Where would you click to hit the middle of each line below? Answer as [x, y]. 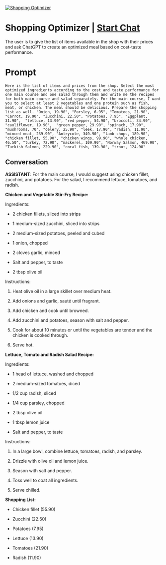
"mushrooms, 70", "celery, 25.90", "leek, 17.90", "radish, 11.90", [78, 129]
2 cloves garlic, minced [36, 253]
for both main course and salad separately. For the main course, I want [83, 99]
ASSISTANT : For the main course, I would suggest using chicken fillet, [77, 174]
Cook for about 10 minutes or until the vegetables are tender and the [82, 330]
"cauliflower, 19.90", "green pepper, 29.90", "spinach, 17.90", [75, 125]
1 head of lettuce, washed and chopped [53, 374]
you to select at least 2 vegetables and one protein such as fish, [78, 103]
